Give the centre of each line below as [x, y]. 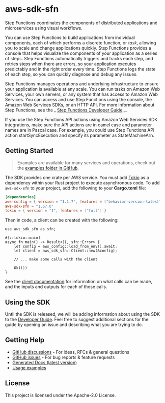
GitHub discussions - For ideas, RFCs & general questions [71, 352]
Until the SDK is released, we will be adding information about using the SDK [82, 314]
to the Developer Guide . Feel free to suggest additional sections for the [77, 320]
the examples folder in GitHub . [48, 168]
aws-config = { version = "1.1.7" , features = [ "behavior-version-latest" [83, 201]
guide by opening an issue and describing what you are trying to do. [74, 325]
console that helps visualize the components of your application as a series [81, 53]
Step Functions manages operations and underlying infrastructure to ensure [82, 84]
